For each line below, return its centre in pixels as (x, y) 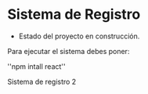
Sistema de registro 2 (42, 81)
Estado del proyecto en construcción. (79, 36)
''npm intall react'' (36, 66)
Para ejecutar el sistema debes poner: (69, 51)
